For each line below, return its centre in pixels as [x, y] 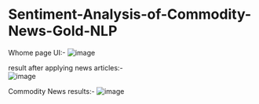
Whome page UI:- [37, 52]
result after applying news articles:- [66, 67]
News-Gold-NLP [63, 31]
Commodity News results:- [52, 91]
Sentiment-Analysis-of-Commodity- [130, 14]
